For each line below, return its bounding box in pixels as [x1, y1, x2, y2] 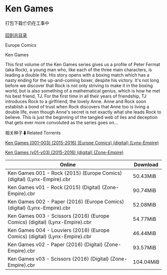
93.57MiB [133, 244, 157, 251]
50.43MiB [133, 173, 157, 180]
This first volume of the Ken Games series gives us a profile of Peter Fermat [5, 61, 161, 67]
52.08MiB [133, 201, 157, 208]
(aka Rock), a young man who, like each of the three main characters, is [5, 67, 152, 73]
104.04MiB [133, 258, 160, 265]
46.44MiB [133, 230, 157, 237]
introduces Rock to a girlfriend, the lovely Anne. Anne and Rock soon [5, 98, 147, 104]
